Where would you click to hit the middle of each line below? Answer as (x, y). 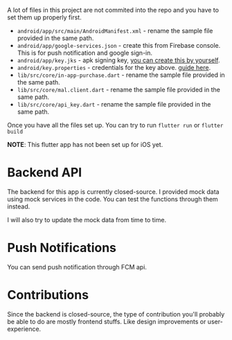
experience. (24, 329)
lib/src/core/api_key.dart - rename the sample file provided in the (114, 104)
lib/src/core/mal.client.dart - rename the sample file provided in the (118, 90)
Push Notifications (62, 248)
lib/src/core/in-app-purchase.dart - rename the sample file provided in (121, 75)
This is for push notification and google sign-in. (85, 53)
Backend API (45, 173)
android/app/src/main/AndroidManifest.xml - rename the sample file (115, 31)
